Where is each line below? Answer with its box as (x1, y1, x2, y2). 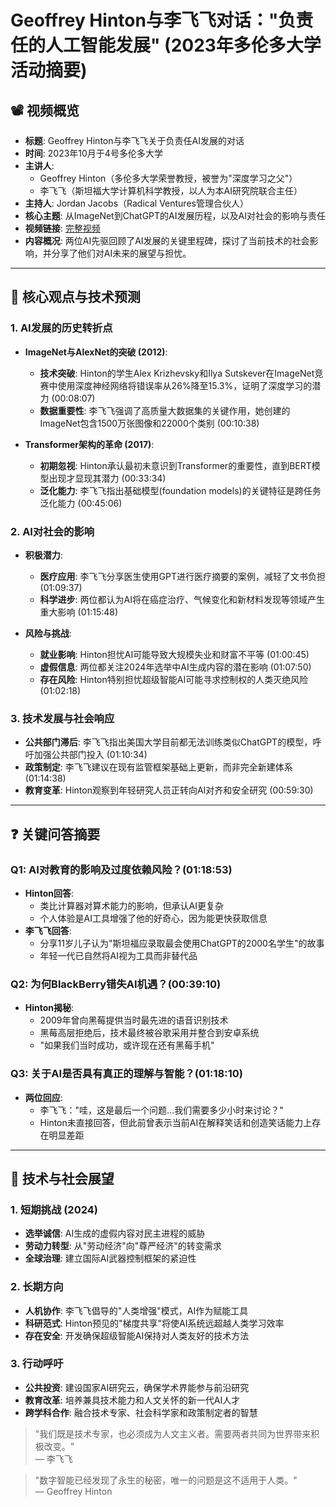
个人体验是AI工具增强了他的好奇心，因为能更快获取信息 (39, 912, 268, 924)
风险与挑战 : (24, 627, 72, 639)
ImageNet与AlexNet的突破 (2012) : (24, 346, 168, 358)
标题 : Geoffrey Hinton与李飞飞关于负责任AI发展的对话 (24, 135, 245, 146)
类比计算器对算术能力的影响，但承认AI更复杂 (39, 899, 225, 911)
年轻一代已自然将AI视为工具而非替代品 (39, 949, 198, 961)
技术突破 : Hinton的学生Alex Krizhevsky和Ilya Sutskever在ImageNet (39, 367, 315, 379)
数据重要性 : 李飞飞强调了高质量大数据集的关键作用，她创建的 (39, 404, 291, 416)
